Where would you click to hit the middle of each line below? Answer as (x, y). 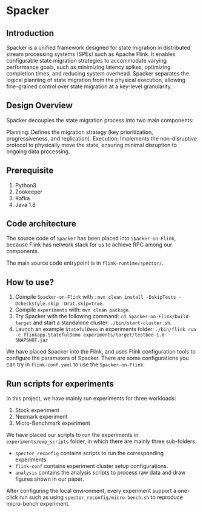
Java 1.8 (25, 204)
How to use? (30, 282)
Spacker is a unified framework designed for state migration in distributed (98, 47)
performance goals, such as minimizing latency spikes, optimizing (88, 67)
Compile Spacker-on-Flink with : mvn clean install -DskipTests (95, 297)
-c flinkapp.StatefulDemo (48, 335)
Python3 (25, 185)
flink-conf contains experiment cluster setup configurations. (92, 466)
